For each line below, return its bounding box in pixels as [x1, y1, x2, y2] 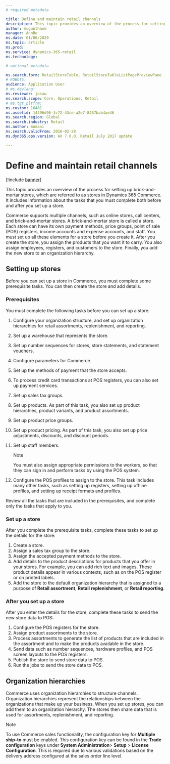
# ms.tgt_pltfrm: [6, 101, 42, 106]
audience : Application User [6, 82, 65, 87]
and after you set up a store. [6, 202, 65, 208]
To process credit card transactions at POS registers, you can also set [13, 377, 158, 383]
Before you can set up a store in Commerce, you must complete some [6, 278, 151, 284]
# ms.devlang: [6, 87, 36, 92]
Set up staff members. [13, 442, 60, 448]
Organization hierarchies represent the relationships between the [6, 696, 141, 702]
